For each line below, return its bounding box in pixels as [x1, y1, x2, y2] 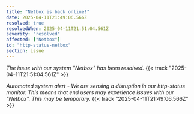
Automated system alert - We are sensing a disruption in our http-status [6, 82, 185, 89]
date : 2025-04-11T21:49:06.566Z [6, 14, 87, 20]
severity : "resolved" [6, 31, 61, 37]
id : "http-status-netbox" [6, 43, 71, 49]
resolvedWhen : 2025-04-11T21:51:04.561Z [6, 25, 109, 32]
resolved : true [6, 20, 44, 26]
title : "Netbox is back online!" [6, 8, 90, 15]
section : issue [6, 48, 44, 54]
